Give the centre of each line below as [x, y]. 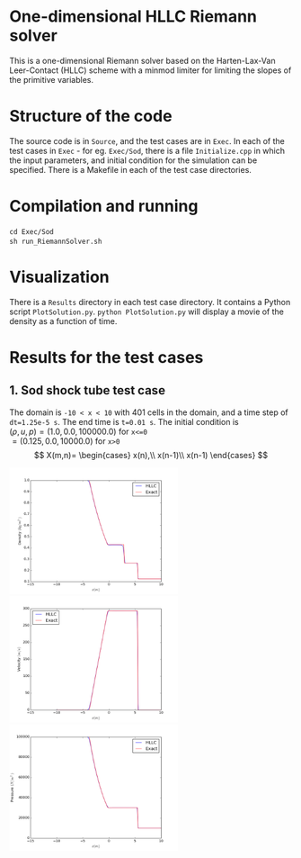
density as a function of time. [63, 321]
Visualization [59, 277]
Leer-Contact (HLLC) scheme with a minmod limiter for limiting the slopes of [150, 70]
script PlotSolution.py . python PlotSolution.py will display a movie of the [147, 312]
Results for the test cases [106, 357]
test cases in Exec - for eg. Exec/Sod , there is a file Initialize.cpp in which [147, 150]
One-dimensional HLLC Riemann [133, 17]
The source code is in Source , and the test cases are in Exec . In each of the [147, 140]
